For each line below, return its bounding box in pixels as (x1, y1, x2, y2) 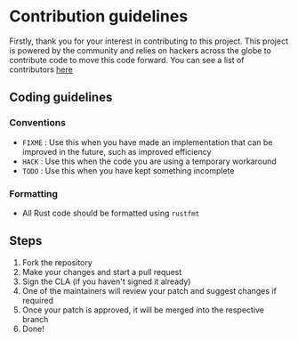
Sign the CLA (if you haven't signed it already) (21, 276, 191, 287)
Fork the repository (21, 256, 93, 268)
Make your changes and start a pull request (21, 266, 182, 277)
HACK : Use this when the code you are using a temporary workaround (21, 156, 278, 166)
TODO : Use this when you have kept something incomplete (21, 165, 235, 175)
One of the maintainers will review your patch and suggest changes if (21, 285, 278, 296)
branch (21, 313, 49, 324)
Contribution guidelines (9, 6, 189, 27)
